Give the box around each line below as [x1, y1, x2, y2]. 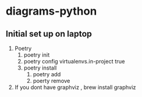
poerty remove [32, 77, 71, 84]
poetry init [23, 51, 50, 59]
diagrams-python [6, 4, 97, 18]
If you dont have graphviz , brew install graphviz [14, 84, 136, 91]
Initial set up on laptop [6, 29, 92, 39]
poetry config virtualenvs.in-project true [23, 58, 125, 65]
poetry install [23, 64, 57, 71]
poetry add [32, 71, 61, 77]
